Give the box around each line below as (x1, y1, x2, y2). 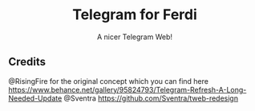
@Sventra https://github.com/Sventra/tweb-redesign (63, 93, 239, 103)
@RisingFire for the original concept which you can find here (8, 76, 208, 85)
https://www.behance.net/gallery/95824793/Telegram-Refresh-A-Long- (8, 85, 247, 94)
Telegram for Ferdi (71, 6, 198, 24)
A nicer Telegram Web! (96, 32, 173, 42)
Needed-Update (8, 93, 63, 103)
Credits (8, 55, 47, 69)
